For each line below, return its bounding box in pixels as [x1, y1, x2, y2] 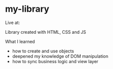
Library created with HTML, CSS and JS [5, 29, 86, 35]
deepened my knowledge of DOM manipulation [12, 53, 109, 59]
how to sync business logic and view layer [12, 58, 99, 64]
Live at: [5, 20, 20, 25]
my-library [5, 3, 49, 15]
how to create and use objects [12, 48, 74, 54]
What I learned [5, 38, 36, 45]
